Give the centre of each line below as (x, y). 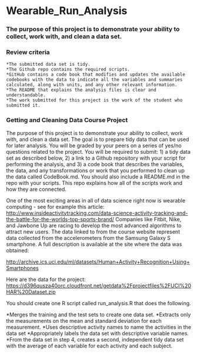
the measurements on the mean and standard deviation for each (84, 320)
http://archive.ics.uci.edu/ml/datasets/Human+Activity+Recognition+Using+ (98, 262)
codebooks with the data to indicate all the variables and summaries (94, 80)
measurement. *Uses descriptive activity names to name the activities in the (99, 327)
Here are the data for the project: (46, 279)
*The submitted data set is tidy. (49, 65)
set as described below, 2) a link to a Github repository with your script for (96, 158)
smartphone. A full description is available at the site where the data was (94, 244)
